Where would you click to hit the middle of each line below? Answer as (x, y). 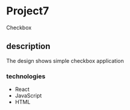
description (28, 46)
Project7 (28, 11)
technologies (26, 76)
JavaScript (28, 96)
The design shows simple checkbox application (65, 60)
